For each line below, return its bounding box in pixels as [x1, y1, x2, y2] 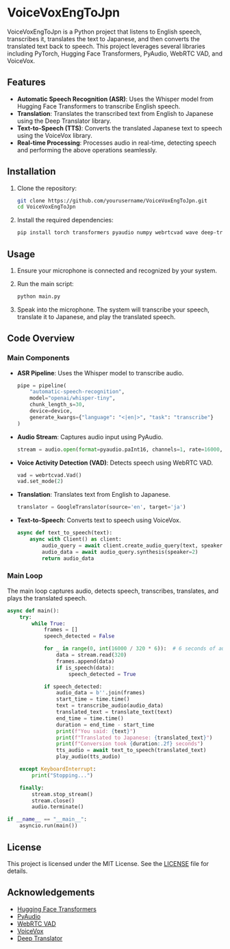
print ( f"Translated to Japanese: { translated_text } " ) [55, 734, 213, 741]
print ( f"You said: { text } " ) [55, 727, 136, 735]
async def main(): [7, 607, 60, 614]
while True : [31, 620, 66, 627]
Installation [7, 166, 56, 178]
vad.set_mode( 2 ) [16, 478, 64, 485]
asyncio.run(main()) [19, 822, 78, 830]
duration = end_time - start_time [55, 721, 155, 728]
